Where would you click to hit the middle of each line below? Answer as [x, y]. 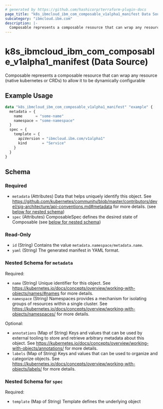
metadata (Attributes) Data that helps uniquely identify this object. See [82, 196]
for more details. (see [135, 206]
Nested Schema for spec [34, 381]
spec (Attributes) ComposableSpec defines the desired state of [75, 217]
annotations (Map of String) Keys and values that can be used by [77, 333]
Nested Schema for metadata [39, 263]
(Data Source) [120, 62]
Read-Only [18, 235]
